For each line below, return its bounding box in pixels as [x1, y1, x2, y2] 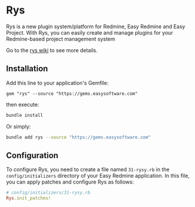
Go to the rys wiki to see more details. [6, 46, 98, 53]
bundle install [6, 112, 43, 118]
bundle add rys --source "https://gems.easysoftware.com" [6, 134, 151, 140]
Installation [6, 64, 48, 74]
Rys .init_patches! [6, 195, 51, 201]
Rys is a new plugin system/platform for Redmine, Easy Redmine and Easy [6, 23, 186, 30]
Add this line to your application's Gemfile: [6, 79, 109, 86]
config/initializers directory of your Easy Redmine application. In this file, [6, 172, 190, 179]
